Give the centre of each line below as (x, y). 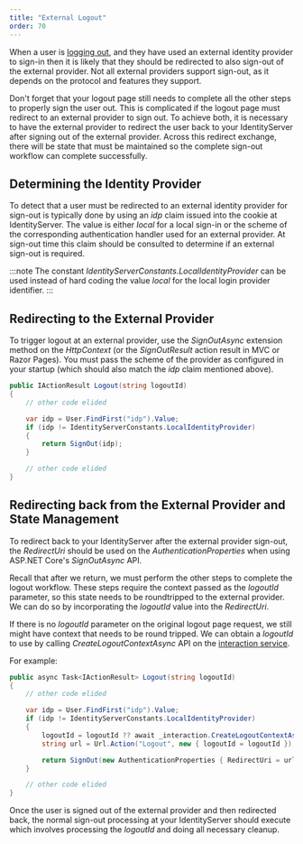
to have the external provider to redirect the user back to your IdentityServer (151, 126)
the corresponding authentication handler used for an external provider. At (147, 235)
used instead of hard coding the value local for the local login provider (140, 281)
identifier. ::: (32, 291)
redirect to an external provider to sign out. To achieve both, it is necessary (149, 117)
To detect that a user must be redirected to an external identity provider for (149, 206)
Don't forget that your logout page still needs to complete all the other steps (150, 98)
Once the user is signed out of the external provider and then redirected (143, 811)
